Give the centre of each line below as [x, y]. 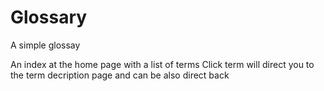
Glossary [49, 17]
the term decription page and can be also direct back [120, 75]
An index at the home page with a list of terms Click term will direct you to [162, 64]
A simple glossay [45, 45]
